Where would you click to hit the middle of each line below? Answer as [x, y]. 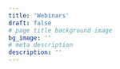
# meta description [41, 45]
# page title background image [60, 30]
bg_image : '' [30, 38]
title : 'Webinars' [39, 15]
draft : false [30, 23]
